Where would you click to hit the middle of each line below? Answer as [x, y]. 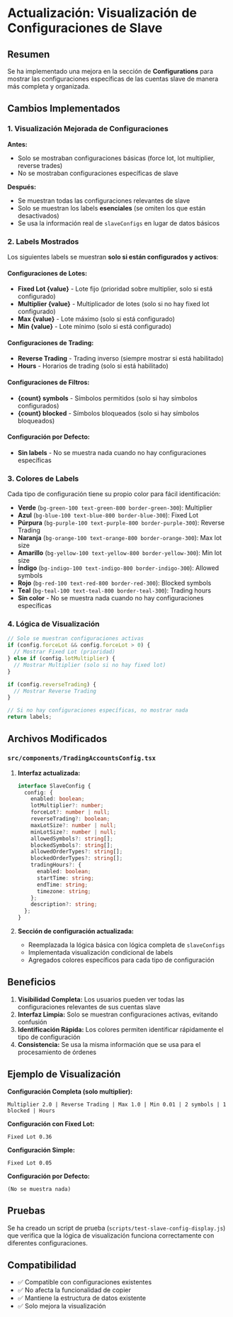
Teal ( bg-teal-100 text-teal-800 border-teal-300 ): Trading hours [114, 590]
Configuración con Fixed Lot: [51, 1123]
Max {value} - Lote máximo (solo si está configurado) [96, 319]
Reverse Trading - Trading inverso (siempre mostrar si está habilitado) [121, 359]
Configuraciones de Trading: [51, 342]
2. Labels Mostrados [43, 241]
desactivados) [38, 215]
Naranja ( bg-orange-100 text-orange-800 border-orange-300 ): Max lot [119, 538]
